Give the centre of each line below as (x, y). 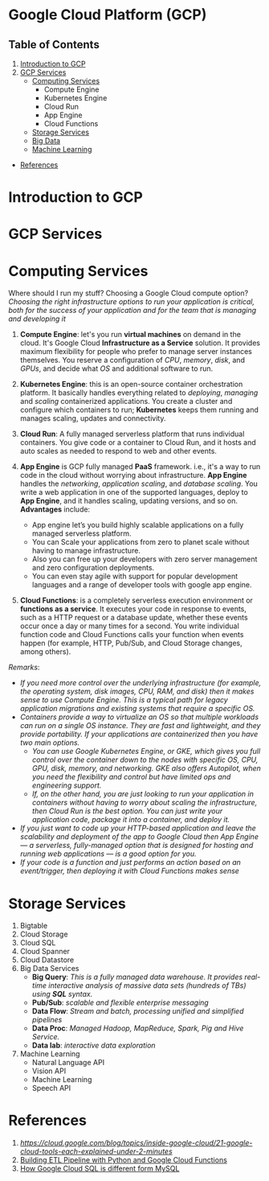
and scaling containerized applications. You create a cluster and (126, 401)
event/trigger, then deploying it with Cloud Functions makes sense (129, 871)
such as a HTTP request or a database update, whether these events (134, 618)
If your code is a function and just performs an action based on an (130, 862)
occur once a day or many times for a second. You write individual (129, 626)
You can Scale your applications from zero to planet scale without (141, 542)
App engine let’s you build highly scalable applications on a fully (138, 525)
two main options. (50, 743)
